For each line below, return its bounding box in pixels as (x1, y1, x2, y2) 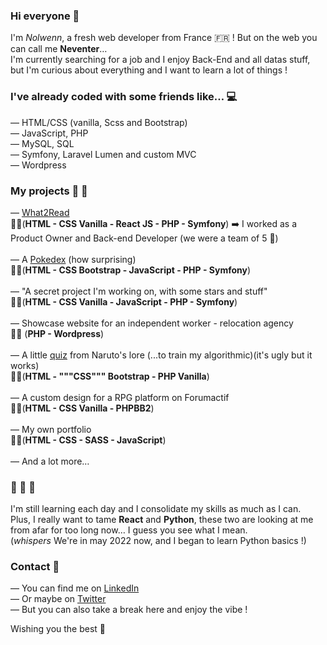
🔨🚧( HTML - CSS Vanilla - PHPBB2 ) (10, 402, 155, 414)
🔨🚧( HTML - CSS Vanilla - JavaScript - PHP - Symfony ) (10, 295, 238, 308)
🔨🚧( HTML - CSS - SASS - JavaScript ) (10, 434, 167, 446)
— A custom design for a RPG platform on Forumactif (10, 391, 230, 403)
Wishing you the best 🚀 (10, 623, 107, 635)
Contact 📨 (10, 560, 60, 574)
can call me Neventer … (10, 43, 108, 55)
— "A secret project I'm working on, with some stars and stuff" (10, 285, 268, 297)
